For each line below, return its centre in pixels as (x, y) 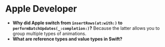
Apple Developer (41, 9)
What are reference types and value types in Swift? (67, 39)
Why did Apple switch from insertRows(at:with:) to (67, 23)
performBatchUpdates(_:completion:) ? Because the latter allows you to (86, 28)
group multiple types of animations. (49, 33)
